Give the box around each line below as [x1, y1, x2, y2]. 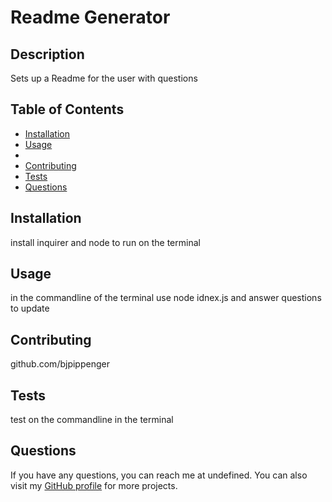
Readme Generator [10, 6, 171, 29]
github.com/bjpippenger [10, 358, 110, 370]
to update [10, 302, 50, 315]
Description [10, 46, 85, 63]
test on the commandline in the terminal [10, 414, 174, 426]
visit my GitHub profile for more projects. [10, 479, 178, 491]
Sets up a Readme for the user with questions [10, 72, 198, 84]
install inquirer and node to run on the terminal [10, 236, 201, 248]
